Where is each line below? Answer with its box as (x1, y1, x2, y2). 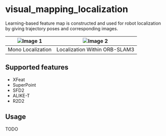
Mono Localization (8, 46, 52, 53)
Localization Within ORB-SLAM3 (56, 46, 135, 53)
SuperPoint (12, 82, 36, 88)
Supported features (5, 63, 69, 72)
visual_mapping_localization (5, 4, 128, 15)
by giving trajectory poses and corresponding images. (5, 25, 118, 31)
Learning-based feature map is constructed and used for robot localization (5, 20, 161, 26)
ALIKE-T (12, 92, 30, 99)
